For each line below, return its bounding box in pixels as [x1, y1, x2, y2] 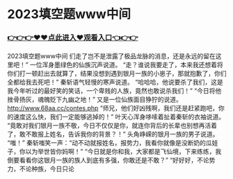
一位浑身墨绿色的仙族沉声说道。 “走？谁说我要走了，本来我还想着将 [30, 60, 224, 69]
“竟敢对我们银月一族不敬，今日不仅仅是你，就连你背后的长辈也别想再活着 [7, 121, 218, 130]
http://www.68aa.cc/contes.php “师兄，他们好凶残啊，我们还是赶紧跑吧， [7, 104, 219, 112]
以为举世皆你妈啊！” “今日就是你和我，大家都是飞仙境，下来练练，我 [25, 147, 222, 156]
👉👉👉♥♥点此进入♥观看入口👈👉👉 [7, 33, 138, 42]
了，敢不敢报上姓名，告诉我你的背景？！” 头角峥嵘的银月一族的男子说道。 [7, 130, 219, 139]
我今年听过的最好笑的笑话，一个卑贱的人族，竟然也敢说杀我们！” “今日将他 [7, 87, 222, 95]
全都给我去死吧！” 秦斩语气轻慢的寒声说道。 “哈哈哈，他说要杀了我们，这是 [7, 78, 224, 87]
